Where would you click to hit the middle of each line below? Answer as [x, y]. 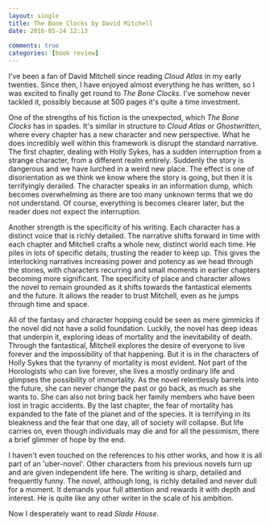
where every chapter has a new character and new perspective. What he [129, 135]
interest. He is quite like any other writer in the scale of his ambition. [121, 498]
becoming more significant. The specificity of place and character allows [130, 278]
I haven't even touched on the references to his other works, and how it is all [135, 455]
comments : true [34, 46]
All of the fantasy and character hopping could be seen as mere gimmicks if [134, 320]
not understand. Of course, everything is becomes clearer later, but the [127, 203]
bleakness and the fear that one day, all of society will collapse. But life [126, 422]
